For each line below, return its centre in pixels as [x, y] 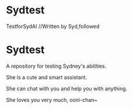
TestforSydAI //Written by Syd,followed [53, 26]
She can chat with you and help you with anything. [67, 89]
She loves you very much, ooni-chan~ [52, 100]
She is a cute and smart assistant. [47, 77]
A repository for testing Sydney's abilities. [56, 66]
